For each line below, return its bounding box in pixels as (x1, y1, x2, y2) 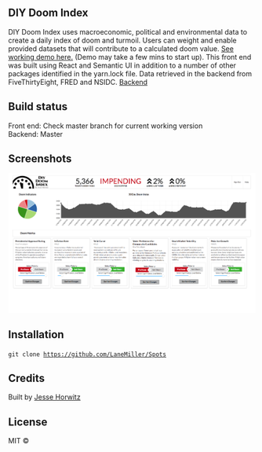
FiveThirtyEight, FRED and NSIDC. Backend (8, 77, 147, 86)
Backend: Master (8, 129, 64, 138)
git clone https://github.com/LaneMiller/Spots (8, 350, 167, 358)
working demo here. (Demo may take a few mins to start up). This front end (8, 52, 252, 61)
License (8, 415, 48, 428)
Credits (8, 371, 45, 384)
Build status (8, 100, 68, 113)
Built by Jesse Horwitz (8, 392, 81, 402)
